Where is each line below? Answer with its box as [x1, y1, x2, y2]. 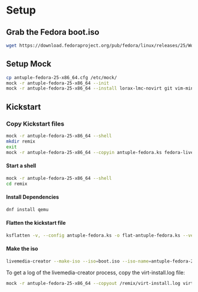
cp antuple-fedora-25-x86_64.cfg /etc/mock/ [6, 74, 117, 80]
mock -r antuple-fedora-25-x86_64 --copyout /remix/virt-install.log [6, 280, 181, 286]
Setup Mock [6, 59, 52, 69]
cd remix [6, 181, 28, 186]
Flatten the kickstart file [6, 219, 66, 227]
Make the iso [6, 245, 38, 252]
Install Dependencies [6, 193, 60, 201]
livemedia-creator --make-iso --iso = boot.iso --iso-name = [6, 258, 151, 264]
